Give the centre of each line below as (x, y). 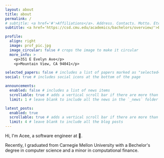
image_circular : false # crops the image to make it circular (74, 50)
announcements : (20, 86)
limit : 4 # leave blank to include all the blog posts (66, 122)
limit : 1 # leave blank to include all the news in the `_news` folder (84, 99)
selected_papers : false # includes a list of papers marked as (71, 73)
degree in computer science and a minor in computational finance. (72, 150)
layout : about (20, 10)
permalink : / (18, 19)
